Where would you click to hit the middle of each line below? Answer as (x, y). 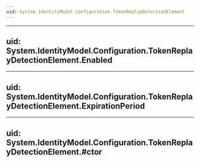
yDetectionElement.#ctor (54, 152)
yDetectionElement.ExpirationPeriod (76, 106)
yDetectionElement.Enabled (60, 60)
